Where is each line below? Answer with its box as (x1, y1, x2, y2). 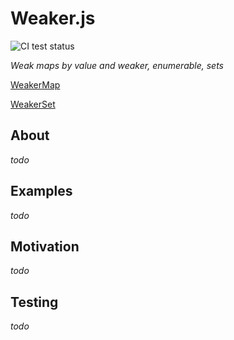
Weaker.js (10, 7, 96, 30)
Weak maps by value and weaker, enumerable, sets (10, 59, 224, 71)
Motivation (10, 238, 80, 255)
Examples (10, 183, 73, 200)
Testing (10, 293, 59, 311)
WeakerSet (10, 98, 56, 110)
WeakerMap (10, 78, 61, 91)
